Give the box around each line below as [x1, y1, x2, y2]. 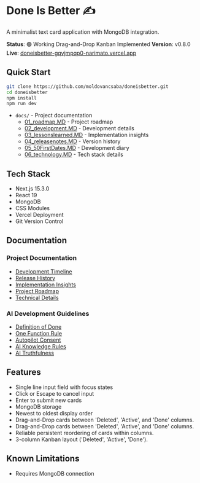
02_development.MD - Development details [24, 125, 135, 132]
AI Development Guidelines [6, 309, 90, 318]
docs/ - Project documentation [15, 112, 93, 119]
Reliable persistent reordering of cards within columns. [15, 429, 154, 436]
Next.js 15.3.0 [15, 185, 50, 192]
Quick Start [6, 67, 51, 77]
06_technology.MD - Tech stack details [24, 151, 124, 159]
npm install [6, 95, 37, 101]
